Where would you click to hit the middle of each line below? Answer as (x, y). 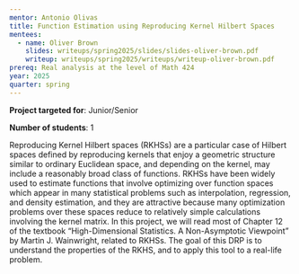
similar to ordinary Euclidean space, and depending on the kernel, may (140, 164)
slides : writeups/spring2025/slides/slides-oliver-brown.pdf (142, 51)
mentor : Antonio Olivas (54, 18)
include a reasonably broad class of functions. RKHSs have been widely (142, 173)
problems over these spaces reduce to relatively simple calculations (135, 211)
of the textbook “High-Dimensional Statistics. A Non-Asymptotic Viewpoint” (149, 231)
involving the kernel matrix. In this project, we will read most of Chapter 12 (146, 221)
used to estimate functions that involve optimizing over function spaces (141, 183)
